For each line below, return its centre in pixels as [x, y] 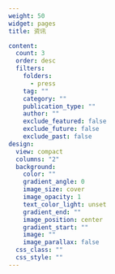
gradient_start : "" [56, 227]
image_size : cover [54, 189]
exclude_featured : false [65, 122]
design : [21, 144]
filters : [30, 69]
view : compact [39, 151]
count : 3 [30, 54]
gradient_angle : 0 [54, 182]
